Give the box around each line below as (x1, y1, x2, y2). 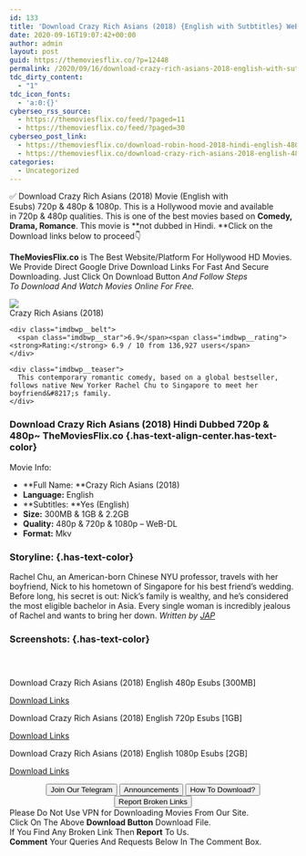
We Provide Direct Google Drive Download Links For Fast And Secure (9, 262, 270, 273)
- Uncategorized (17, 166, 79, 175)
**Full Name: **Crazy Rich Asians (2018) (22, 480, 180, 490)
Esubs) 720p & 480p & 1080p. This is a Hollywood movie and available (9, 201, 274, 212)
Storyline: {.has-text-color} (9, 551, 134, 563)
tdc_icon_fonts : (9, 89, 71, 98)
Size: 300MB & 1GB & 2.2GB (22, 508, 129, 520)
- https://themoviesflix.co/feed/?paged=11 (17, 115, 185, 124)
